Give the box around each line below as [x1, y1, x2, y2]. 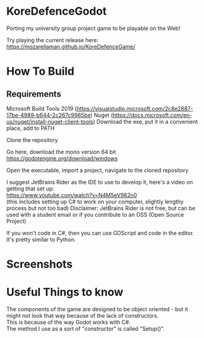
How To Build [6, 64, 75, 78]
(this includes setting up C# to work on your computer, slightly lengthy [6, 198, 184, 205]
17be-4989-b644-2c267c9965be [6, 111, 91, 119]
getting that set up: [6, 185, 55, 192]
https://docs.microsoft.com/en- [112, 111, 192, 119]
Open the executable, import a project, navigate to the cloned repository [6, 167, 189, 174]
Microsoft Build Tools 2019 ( [6, 105, 77, 112]
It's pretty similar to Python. [6, 236, 77, 243]
